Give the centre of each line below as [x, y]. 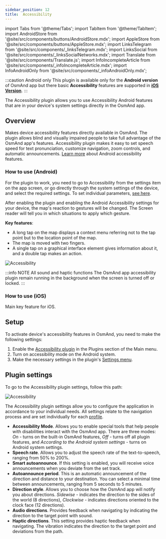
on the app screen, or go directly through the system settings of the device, [82, 188]
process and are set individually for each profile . [54, 416]
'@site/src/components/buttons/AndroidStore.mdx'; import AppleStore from [83, 39]
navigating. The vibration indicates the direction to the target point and [84, 526]
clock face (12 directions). [39, 505]
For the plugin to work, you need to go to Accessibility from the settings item [83, 182]
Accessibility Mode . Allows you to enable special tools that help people [85, 426]
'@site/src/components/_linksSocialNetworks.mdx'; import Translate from [80, 54]
